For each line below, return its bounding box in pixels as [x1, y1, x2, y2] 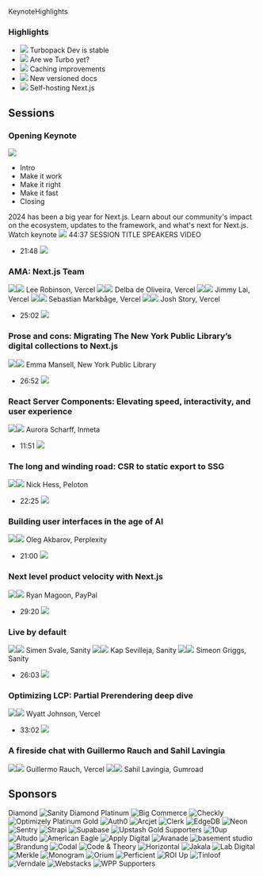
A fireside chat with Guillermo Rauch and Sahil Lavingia [8, 745, 226, 756]
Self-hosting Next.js [29, 83, 95, 93]
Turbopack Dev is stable [29, 45, 109, 55]
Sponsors [8, 787, 57, 801]
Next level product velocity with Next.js [8, 571, 164, 582]
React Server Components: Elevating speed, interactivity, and [8, 396, 251, 407]
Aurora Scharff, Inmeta [25, 425, 101, 434]
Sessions [8, 106, 55, 120]
